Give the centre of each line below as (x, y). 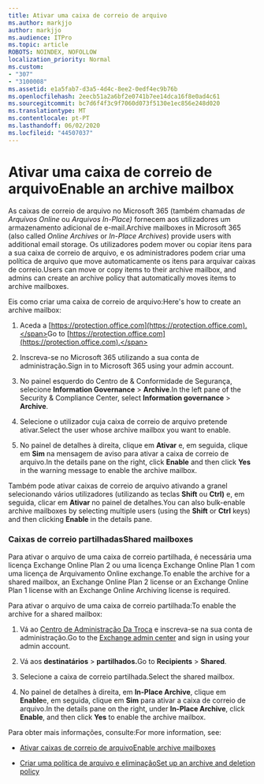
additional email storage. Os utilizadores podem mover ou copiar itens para (130, 244)
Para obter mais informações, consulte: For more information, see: (115, 732)
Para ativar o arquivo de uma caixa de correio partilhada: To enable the (122, 606)
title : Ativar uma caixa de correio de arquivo (88, 15)
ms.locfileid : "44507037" (50, 133)
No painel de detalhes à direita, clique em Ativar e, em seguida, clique (134, 445)
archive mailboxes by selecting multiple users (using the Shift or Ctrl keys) (129, 511)
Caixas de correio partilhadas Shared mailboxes (101, 539)
